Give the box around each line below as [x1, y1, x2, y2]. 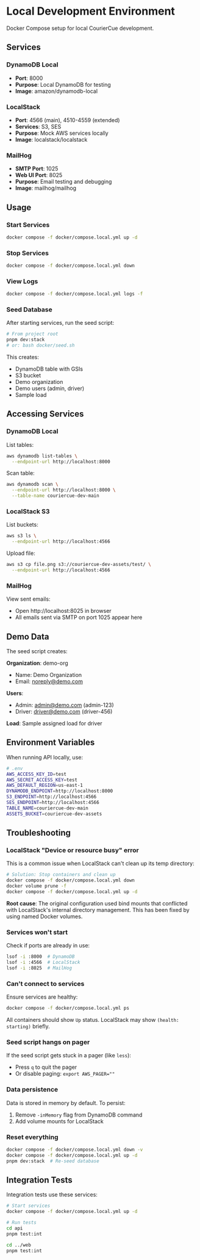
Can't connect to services [6, 979, 85, 988]
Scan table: [6, 469, 35, 477]
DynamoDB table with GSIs [15, 365, 84, 373]
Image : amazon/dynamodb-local [15, 87, 98, 95]
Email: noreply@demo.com [15, 678, 84, 685]
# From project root [6, 331, 59, 337]
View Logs [6, 277, 38, 285]
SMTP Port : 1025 [15, 165, 59, 172]
